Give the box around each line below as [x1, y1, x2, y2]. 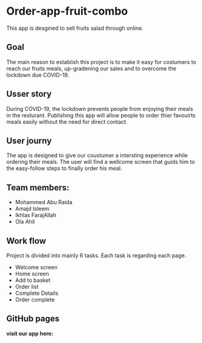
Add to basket [15, 277, 50, 284]
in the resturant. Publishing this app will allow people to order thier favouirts [6, 111, 196, 119]
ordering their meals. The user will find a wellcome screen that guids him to [6, 158, 195, 166]
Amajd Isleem [15, 205, 50, 213]
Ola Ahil [15, 218, 35, 225]
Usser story [6, 89, 52, 99]
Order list [15, 283, 39, 290]
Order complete [15, 296, 55, 303]
